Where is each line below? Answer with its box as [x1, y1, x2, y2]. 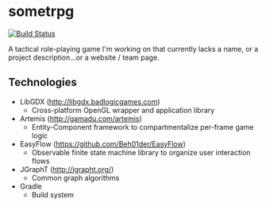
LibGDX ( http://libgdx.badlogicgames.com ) [19, 96, 160, 106]
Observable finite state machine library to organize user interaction [31, 147, 251, 157]
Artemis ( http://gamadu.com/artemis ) [19, 114, 143, 123]
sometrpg [8, 2, 75, 21]
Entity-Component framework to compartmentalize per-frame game [31, 122, 254, 131]
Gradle [19, 182, 42, 191]
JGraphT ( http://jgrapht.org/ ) [19, 164, 114, 174]
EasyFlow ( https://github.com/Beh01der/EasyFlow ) [19, 139, 187, 149]
